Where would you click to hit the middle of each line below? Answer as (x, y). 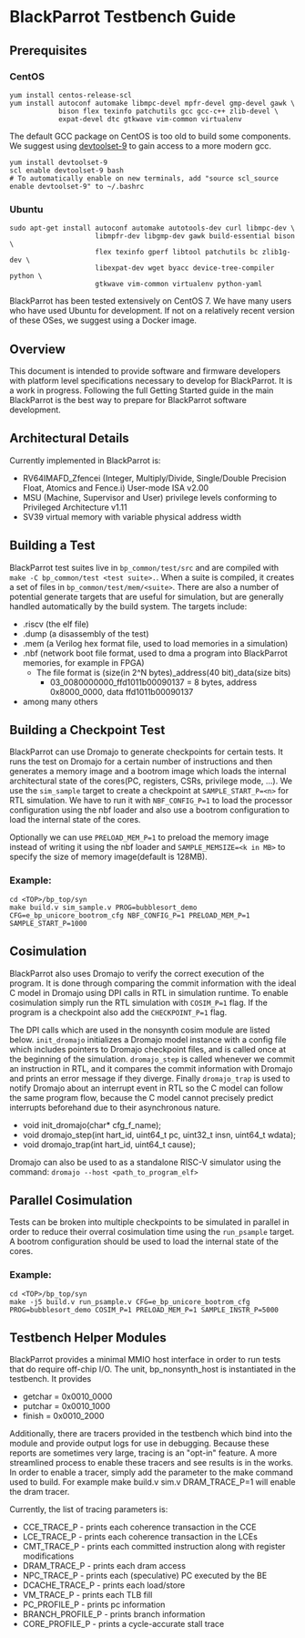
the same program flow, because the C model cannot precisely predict (142, 1097)
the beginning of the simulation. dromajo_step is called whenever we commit (152, 1059)
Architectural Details (69, 438)
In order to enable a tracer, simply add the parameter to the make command (152, 1472)
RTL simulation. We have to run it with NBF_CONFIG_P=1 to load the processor (151, 801)
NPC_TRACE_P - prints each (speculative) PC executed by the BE (145, 1576)
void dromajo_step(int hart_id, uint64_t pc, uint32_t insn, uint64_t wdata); (159, 1135)
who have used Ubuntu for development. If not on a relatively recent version (152, 311)
